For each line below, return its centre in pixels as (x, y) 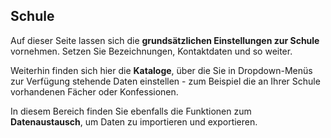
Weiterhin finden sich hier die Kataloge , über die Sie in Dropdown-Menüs (161, 70)
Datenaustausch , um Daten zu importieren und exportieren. (134, 121)
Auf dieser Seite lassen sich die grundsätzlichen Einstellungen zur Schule (165, 40)
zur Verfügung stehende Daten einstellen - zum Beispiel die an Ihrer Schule (165, 81)
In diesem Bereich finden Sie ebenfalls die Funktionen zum (131, 111)
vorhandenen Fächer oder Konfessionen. (94, 91)
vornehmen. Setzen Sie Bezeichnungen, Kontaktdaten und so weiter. (151, 51)
